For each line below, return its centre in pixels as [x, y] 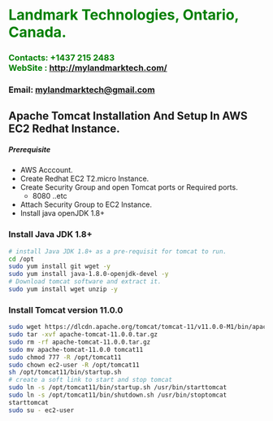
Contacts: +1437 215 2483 [62, 58]
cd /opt [22, 259]
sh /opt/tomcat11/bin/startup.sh [65, 372]
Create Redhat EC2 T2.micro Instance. [84, 179]
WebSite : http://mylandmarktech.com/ [88, 68]
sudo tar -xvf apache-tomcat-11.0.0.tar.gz [83, 335]
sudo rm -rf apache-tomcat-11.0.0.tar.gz [80, 342]
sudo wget [25, 327]
